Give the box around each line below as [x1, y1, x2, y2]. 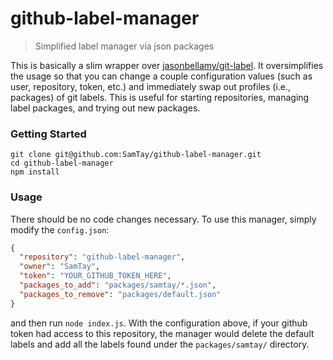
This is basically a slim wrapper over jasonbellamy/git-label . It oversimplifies [10, 59, 324, 71]
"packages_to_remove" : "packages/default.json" [19, 289, 222, 299]
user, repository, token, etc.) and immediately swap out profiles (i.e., [10, 80, 292, 92]
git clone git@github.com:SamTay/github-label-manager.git [10, 150, 262, 160]
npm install [10, 167, 60, 177]
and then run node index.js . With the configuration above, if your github [10, 317, 308, 329]
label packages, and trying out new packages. [10, 102, 201, 114]
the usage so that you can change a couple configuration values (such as [10, 70, 313, 82]
